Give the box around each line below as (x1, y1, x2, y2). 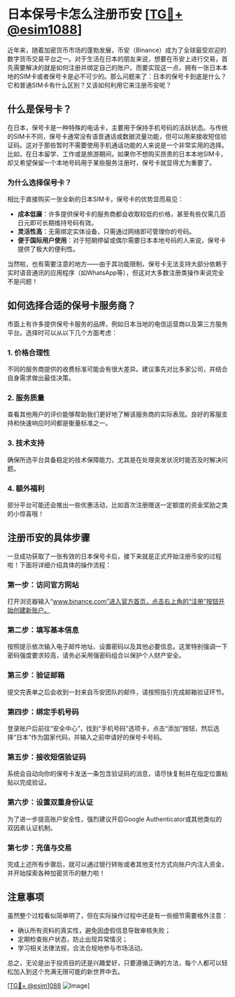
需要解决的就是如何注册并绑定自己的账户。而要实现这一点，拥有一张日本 (13, 63, 222, 72)
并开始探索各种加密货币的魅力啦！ (7, 869, 106, 877)
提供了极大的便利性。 (17, 245, 79, 253)
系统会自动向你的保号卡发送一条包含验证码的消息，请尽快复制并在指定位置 (7, 769, 222, 778)
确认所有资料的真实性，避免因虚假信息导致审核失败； (17, 926, 171, 935)
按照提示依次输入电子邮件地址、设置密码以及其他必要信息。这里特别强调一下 (7, 642, 228, 651)
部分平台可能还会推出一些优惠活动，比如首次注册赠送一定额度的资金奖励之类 (7, 501, 228, 509)
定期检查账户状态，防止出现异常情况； (17, 935, 128, 943)
